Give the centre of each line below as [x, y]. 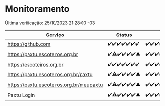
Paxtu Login [21, 95]
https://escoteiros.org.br [36, 65]
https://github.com [29, 44]
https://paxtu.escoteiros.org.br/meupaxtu [55, 85]
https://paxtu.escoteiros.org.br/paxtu [50, 75]
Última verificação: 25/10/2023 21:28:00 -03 [50, 23]
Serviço [55, 35]
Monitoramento [37, 9]
